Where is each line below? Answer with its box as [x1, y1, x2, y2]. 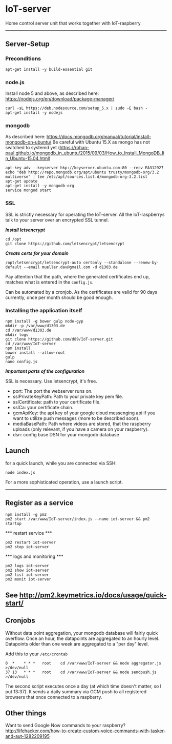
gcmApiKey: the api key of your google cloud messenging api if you [12, 410, 156, 416]
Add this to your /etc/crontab [5, 651, 68, 657]
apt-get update [5, 179, 38, 184]
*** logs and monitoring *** [5, 553, 64, 559]
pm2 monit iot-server [5, 577, 52, 582]
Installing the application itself [5, 307, 82, 314]
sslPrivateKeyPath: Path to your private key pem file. [12, 393, 123, 399]
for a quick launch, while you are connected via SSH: [5, 460, 117, 466]
